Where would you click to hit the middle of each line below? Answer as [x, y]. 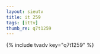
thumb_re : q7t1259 [29, 28]
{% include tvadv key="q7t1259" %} [50, 45]
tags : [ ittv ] [22, 23]
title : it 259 [24, 17]
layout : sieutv [25, 12]
